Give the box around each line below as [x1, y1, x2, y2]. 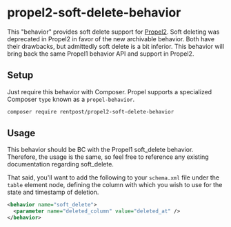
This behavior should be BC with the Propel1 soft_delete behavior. [7, 146, 194, 154]
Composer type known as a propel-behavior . [7, 95, 135, 103]
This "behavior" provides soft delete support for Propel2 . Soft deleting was [7, 28, 220, 36]
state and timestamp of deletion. [7, 188, 99, 197]
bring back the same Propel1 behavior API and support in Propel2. [7, 50, 194, 58]
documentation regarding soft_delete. [7, 160, 114, 169]
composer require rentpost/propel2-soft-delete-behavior [7, 108, 174, 115]
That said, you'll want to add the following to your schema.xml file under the [7, 173, 219, 182]
